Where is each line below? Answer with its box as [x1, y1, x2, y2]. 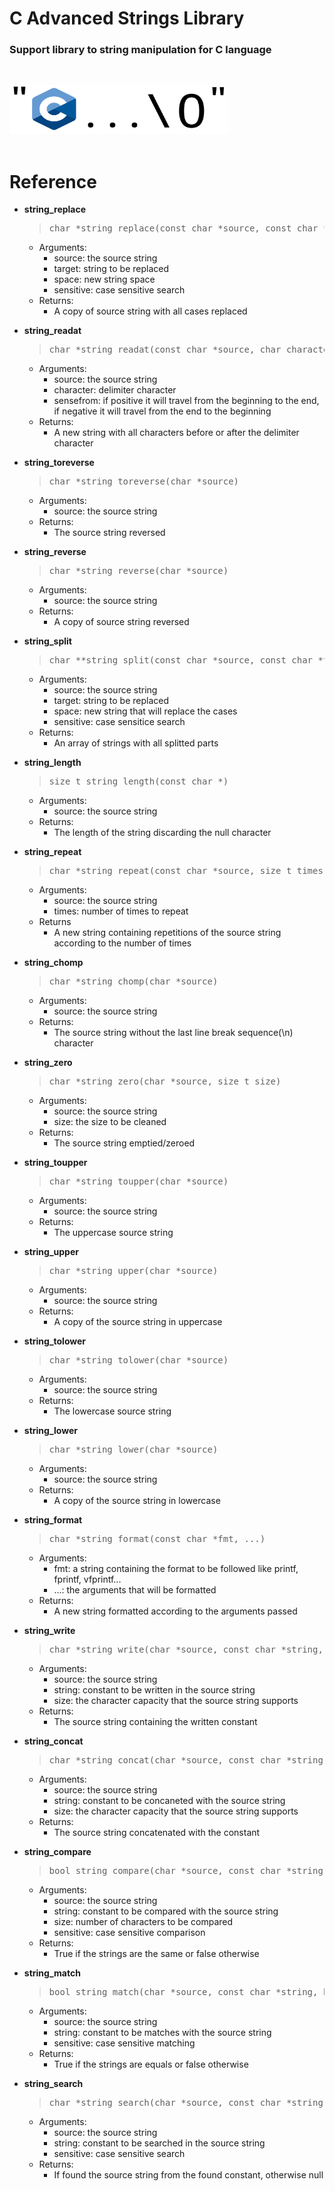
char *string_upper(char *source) [48, 1265, 219, 1277]
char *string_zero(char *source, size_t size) [48, 1076, 282, 1087]
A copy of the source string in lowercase [53, 1495, 221, 1507]
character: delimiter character [53, 384, 177, 396]
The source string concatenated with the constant [53, 1827, 261, 1839]
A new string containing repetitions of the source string [53, 927, 282, 939]
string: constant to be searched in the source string [53, 2137, 266, 2149]
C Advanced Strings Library [9, 7, 245, 30]
